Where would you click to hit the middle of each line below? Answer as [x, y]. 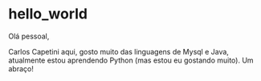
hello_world [48, 14]
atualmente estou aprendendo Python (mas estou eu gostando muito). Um [131, 60]
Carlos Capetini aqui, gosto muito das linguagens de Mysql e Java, [118, 51]
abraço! [21, 68]
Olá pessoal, [29, 36]
